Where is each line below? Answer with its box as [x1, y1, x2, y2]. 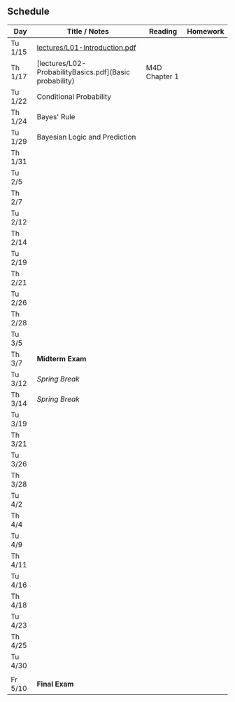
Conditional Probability [36, 91, 112, 101]
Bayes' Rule [36, 112, 76, 121]
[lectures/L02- [36, 58, 87, 68]
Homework [187, 26, 225, 36]
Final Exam [36, 679, 74, 689]
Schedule [7, 6, 50, 18]
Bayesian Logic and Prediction [36, 132, 136, 142]
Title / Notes [66, 26, 110, 36]
